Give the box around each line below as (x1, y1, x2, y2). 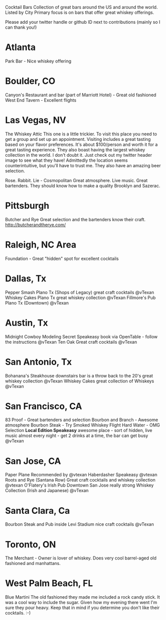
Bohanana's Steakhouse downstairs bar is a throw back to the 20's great (5, 372, 153, 378)
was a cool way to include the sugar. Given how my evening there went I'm (5, 600, 157, 606)
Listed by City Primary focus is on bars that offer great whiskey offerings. (5, 9, 154, 15)
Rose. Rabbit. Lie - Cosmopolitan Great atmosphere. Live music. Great (5, 177, 148, 183)
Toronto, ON (5, 539, 56, 550)
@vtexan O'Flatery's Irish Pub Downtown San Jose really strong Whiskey (5, 482, 154, 488)
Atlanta (5, 42, 36, 53)
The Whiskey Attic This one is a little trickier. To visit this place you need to (5, 131, 157, 137)
